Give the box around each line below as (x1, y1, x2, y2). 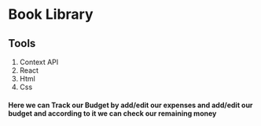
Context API (19, 57, 59, 67)
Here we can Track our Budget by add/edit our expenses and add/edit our (8, 100, 253, 110)
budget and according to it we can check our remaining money (8, 108, 217, 118)
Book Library (8, 5, 94, 23)
